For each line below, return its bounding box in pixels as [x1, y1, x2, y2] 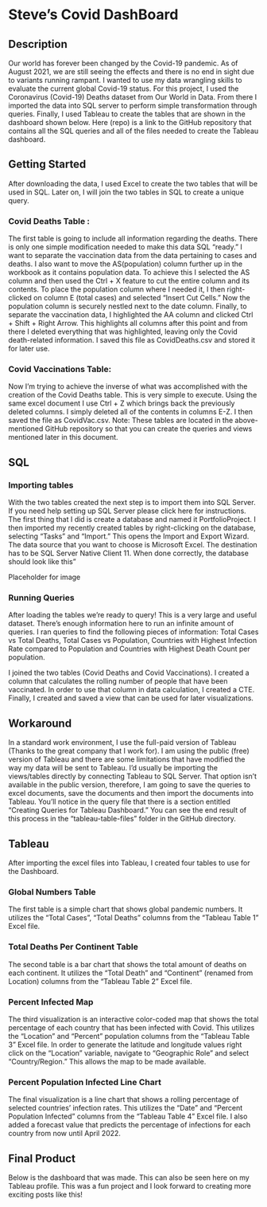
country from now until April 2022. [8, 1129, 122, 1138]
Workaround [8, 716, 72, 730]
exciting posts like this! [8, 1189, 83, 1200]
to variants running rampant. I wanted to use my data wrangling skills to [8, 76, 242, 84]
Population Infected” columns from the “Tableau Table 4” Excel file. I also [8, 1111, 248, 1121]
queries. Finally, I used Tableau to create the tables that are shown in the [8, 109, 246, 119]
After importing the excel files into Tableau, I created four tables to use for [8, 858, 250, 868]
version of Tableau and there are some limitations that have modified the [8, 754, 246, 764]
